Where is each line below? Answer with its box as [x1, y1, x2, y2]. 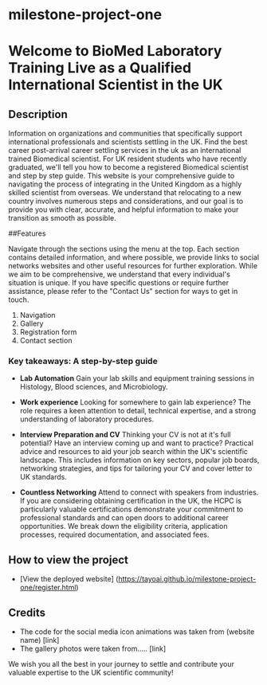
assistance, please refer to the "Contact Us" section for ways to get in [8, 287, 238, 296]
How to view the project [8, 553, 129, 566]
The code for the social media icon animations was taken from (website [19, 627, 255, 636]
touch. [8, 295, 29, 304]
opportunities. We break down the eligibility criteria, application [19, 522, 228, 531]
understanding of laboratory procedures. [19, 414, 154, 424]
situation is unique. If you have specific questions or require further [8, 278, 230, 288]
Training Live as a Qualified [8, 59, 192, 77]
